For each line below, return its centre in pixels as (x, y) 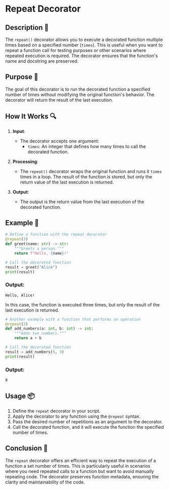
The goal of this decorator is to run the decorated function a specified (78, 89)
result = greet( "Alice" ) (31, 267)
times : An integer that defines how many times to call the (87, 146)
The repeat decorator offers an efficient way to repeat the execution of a (81, 460)
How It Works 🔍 (31, 117)
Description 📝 (27, 28)
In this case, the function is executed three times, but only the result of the (82, 304)
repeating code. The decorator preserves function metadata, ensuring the (82, 476)
